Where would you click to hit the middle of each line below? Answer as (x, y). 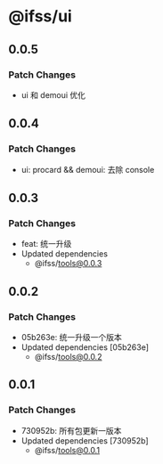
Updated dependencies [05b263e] (85, 347)
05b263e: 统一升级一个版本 (71, 337)
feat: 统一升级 (46, 244)
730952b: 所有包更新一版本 (71, 430)
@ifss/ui (40, 16)
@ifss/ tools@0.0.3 (68, 264)
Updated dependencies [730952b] (85, 440)
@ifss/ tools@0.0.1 (67, 450)
